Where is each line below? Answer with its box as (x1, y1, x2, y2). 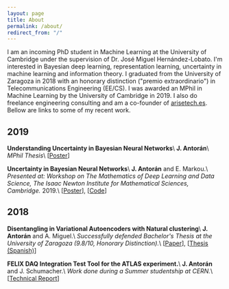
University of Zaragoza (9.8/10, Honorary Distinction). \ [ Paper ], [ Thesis (7, 239, 208, 247)
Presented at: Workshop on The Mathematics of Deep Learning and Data (7, 172, 215, 180)
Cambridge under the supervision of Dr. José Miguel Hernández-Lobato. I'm (7, 55, 223, 64)
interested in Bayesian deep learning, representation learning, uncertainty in (7, 62, 222, 71)
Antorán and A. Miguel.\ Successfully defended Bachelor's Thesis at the (7, 231, 213, 240)
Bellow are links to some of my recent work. (7, 106, 131, 114)
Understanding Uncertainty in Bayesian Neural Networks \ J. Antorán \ (7, 144, 209, 153)
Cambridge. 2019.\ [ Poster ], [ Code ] (7, 186, 108, 195)
